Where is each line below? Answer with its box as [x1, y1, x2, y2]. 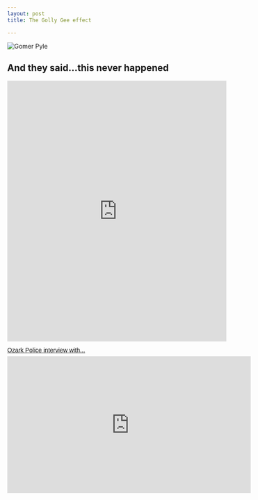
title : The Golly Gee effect [7, 17, 92, 24]
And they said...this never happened [7, 62, 169, 74]
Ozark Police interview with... [7, 346, 86, 355]
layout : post [7, 10, 45, 17]
